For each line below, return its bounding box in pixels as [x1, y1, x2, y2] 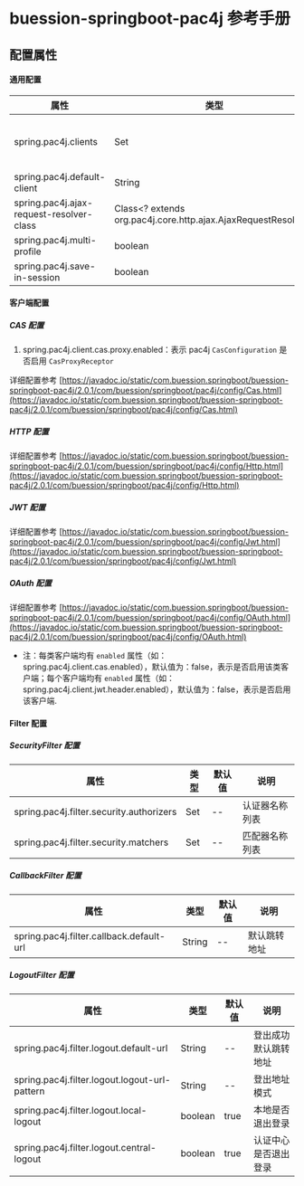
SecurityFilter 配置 [9, 740, 81, 751]
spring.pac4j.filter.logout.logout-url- [14, 1073, 171, 1086]
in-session [14, 270, 61, 283]
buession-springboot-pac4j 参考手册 [9, 8, 291, 29]
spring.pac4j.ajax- [14, 196, 93, 209]
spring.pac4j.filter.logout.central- [14, 1141, 157, 1153]
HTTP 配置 [9, 426, 50, 437]
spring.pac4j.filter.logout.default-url [14, 1041, 168, 1054]
